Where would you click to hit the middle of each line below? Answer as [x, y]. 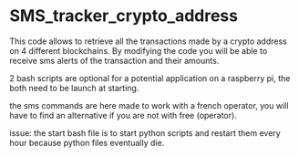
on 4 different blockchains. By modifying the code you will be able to [139, 50]
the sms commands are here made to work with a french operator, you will [149, 105]
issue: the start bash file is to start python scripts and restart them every [145, 132]
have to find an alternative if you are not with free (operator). [123, 115]
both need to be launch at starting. [74, 88]
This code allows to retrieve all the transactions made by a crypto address [148, 41]
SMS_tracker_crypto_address [124, 16]
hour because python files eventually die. [87, 142]
